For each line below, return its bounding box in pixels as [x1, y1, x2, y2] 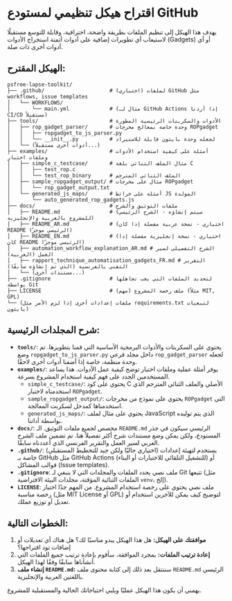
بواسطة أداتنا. [27, 416, 63, 424]
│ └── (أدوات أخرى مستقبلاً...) [7, 141, 100, 148]
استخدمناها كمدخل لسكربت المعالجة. [27, 401, 123, 410]
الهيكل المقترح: [7, 62, 66, 74]
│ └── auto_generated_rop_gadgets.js [7, 196, 135, 203]
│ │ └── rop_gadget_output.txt [7, 184, 110, 191]
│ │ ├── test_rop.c [7, 166, 76, 173]
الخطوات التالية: [7, 517, 69, 529]
